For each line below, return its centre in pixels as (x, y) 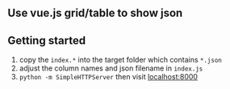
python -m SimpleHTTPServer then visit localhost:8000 (109, 77)
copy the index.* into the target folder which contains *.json (121, 60)
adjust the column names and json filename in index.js (111, 68)
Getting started (47, 40)
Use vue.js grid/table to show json (95, 13)
